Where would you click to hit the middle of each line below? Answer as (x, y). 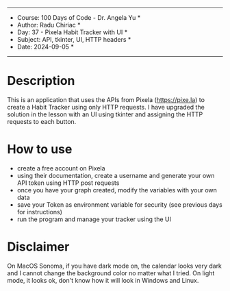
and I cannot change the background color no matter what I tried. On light (111, 273)
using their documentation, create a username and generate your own (116, 175)
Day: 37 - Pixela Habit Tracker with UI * (72, 32)
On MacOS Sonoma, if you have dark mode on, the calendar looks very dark (115, 266)
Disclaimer (38, 247)
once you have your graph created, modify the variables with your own (117, 190)
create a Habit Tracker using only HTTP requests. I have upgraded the (106, 107)
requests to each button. (42, 121)
